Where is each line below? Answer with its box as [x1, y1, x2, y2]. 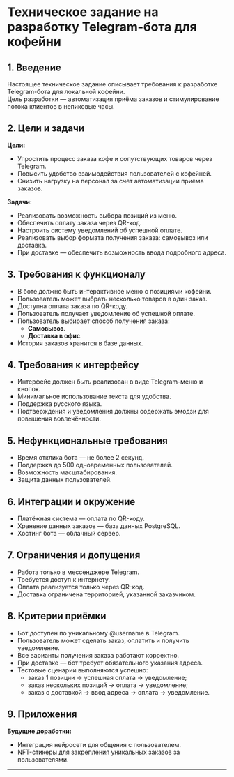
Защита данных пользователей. [17, 476, 112, 484]
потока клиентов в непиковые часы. [7, 103, 115, 110]
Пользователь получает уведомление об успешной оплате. [17, 309, 196, 317]
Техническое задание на [7, 4, 159, 20]
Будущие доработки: [7, 727, 72, 735]
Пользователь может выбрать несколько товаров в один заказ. [17, 294, 208, 303]
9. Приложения [7, 709, 77, 721]
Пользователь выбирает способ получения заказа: [17, 317, 170, 325]
